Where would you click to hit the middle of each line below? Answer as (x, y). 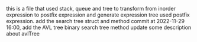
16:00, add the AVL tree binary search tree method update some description (99, 27)
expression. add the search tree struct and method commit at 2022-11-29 (96, 21)
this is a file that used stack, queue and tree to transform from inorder (91, 9)
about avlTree (23, 34)
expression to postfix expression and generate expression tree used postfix (98, 15)
